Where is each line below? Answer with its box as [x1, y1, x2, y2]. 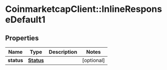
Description [48, 49, 77, 55]
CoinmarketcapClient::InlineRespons [5, 3, 162, 15]
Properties [5, 34, 39, 42]
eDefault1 [5, 14, 46, 25]
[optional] [81, 57, 105, 64]
